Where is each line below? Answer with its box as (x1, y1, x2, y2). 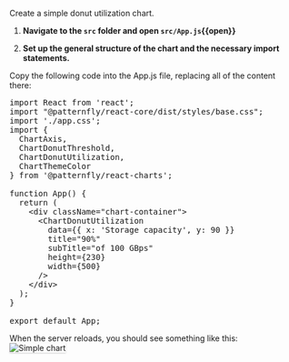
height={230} (47, 252, 106, 262)
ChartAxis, (18, 134, 68, 144)
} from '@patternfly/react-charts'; (9, 170, 173, 180)
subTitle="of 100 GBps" (47, 243, 154, 253)
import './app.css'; (9, 116, 102, 126)
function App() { (9, 188, 86, 198)
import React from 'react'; (9, 97, 135, 107)
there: (9, 80, 32, 90)
